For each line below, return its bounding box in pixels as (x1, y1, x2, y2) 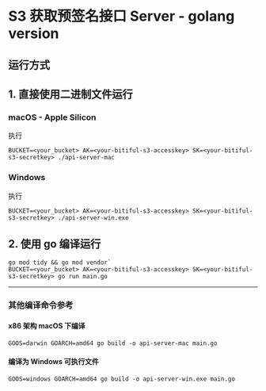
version (8, 25, 59, 43)
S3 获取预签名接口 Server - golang (8, 7, 235, 25)
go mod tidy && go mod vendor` (8, 259, 112, 266)
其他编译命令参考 (8, 300, 74, 311)
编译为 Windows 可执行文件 (8, 357, 99, 366)
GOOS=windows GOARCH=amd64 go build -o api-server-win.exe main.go (8, 374, 236, 383)
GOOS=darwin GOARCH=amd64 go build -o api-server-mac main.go (8, 339, 218, 347)
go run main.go (58, 273, 108, 281)
